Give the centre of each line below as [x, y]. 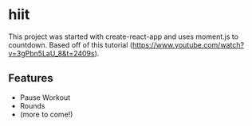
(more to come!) [46, 114]
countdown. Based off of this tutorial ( [71, 44]
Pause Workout [45, 97]
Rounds [32, 105]
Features [31, 78]
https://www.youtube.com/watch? [188, 44]
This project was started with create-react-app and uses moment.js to [124, 36]
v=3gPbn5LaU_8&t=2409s [51, 53]
